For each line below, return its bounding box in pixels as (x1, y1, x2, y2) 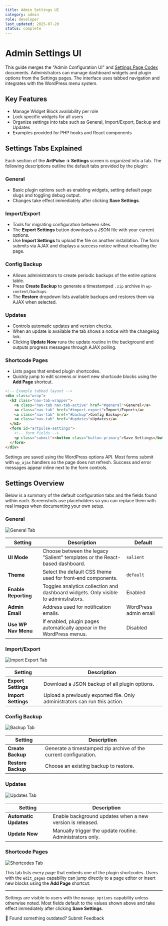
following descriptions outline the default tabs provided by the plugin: (5, 163, 148, 169)
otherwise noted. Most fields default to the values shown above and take (5, 900, 155, 906)
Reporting (7, 592, 32, 599)
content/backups (12, 289, 46, 294)
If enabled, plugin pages (42, 618, 99, 625)
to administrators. (42, 595, 84, 602)
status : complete (5, 26, 41, 31)
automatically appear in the (42, 624, 106, 631)
